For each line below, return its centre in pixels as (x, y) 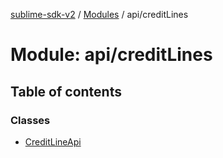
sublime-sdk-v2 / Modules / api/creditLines (99, 14)
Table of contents (66, 91)
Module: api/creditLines (111, 55)
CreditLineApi (53, 141)
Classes (30, 120)
